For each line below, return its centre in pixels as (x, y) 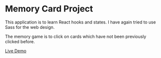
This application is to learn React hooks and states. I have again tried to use (80, 22)
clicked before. (20, 41)
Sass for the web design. (30, 27)
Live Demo (16, 51)
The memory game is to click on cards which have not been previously (76, 36)
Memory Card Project (49, 9)
